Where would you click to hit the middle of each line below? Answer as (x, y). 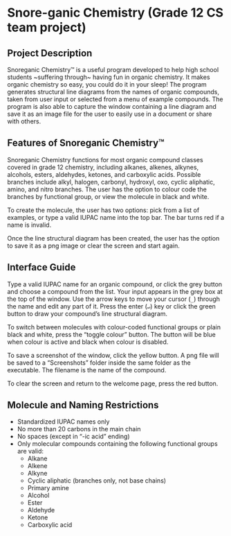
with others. (24, 121)
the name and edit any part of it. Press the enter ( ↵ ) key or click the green (112, 306)
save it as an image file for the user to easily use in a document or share (110, 114)
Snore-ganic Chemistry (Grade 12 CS (115, 13)
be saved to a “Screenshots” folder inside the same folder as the (99, 363)
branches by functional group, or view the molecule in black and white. (108, 196)
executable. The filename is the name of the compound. (87, 370)
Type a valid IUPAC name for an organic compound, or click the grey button (115, 284)
